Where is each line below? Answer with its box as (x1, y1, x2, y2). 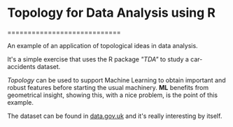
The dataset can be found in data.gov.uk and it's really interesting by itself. (7, 112, 223, 120)
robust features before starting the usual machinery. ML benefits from (7, 83, 209, 91)
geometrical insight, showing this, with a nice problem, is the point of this (7, 91, 218, 99)
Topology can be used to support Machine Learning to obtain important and (7, 75, 226, 84)
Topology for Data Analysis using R (7, 5, 216, 21)
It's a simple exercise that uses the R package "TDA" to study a (7, 54, 189, 63)
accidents (7, 62, 36, 70)
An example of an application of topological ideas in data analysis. (7, 41, 198, 50)
